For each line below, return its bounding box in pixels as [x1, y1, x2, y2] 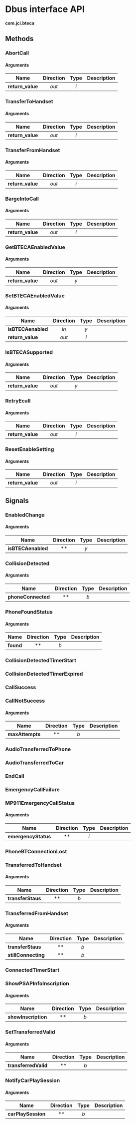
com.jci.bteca [5, 20, 35, 26]
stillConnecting [7, 952, 45, 959]
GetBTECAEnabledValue [5, 244, 66, 251]
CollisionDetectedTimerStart [5, 657, 76, 664]
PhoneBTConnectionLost [5, 848, 67, 855]
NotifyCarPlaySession [5, 1077, 60, 1084]
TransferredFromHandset [5, 910, 68, 917]
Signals [5, 496, 29, 505]
